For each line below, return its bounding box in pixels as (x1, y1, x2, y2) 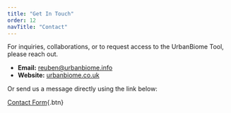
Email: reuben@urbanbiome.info (17, 64, 113, 72)
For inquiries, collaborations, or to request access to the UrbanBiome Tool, (7, 43, 224, 51)
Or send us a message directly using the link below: (7, 85, 158, 93)
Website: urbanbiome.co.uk (17, 71, 100, 79)
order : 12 (7, 17, 37, 24)
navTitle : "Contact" (7, 23, 69, 30)
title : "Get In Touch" (7, 10, 74, 18)
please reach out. (7, 50, 59, 58)
